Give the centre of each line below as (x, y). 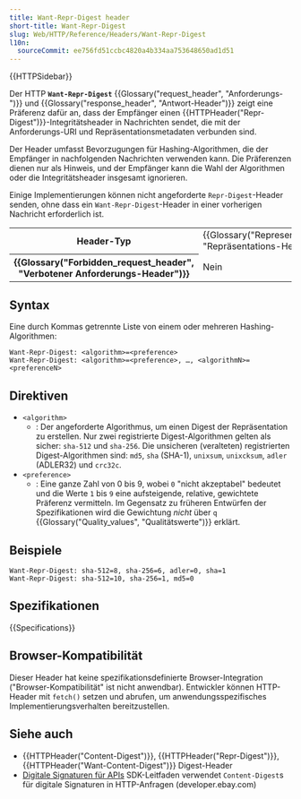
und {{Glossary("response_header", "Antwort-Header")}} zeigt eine (149, 103)
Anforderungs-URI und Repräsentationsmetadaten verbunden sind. (133, 132)
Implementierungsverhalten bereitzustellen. (90, 706)
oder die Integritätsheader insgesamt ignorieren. (99, 178)
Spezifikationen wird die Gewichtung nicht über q (126, 512)
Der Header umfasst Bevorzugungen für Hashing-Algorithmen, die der (139, 150)
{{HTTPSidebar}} (41, 76)
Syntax (30, 305)
